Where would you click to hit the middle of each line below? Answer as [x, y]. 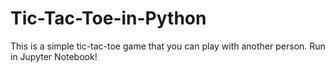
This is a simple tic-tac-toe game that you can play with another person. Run [168, 46]
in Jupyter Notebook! [54, 56]
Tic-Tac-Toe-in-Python [108, 18]
